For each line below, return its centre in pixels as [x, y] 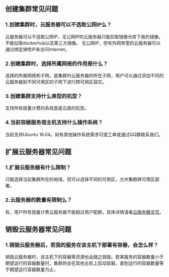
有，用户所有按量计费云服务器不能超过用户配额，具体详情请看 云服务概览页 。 [84, 212]
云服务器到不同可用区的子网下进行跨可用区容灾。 [56, 82]
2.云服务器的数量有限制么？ [39, 200]
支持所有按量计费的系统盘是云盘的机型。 [47, 108]
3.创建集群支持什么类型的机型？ [44, 96]
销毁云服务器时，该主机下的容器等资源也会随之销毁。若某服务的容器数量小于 [84, 257]
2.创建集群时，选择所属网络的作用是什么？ [57, 64]
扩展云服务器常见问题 [38, 152]
